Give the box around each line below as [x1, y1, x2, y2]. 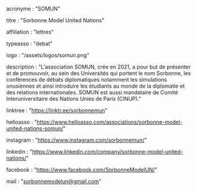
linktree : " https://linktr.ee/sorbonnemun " [6, 107, 108, 114]
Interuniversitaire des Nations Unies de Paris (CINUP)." [6, 95, 141, 102]
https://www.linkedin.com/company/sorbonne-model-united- [32, 148, 184, 155]
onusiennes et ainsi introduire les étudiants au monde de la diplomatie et [6, 82, 185, 89]
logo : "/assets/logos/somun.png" [6, 52, 90, 59]
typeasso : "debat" [6, 40, 53, 47]
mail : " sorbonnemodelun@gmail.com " [6, 178, 102, 185]
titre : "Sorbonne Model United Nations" [6, 17, 105, 23]
